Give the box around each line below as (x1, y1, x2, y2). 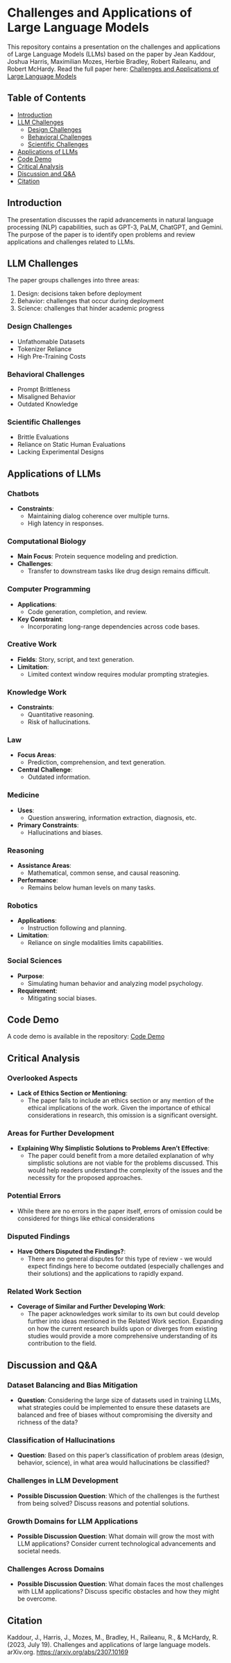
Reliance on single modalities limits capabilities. (27, 939, 164, 947)
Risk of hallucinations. (27, 718, 91, 726)
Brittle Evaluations (17, 433, 69, 441)
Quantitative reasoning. (27, 710, 95, 719)
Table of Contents (7, 92, 87, 104)
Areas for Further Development (7, 1129, 114, 1138)
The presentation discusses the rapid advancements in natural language (7, 215, 214, 223)
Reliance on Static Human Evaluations (17, 441, 126, 449)
